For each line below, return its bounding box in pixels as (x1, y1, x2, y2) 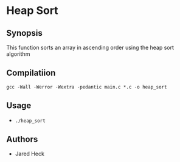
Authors (6, 134, 38, 144)
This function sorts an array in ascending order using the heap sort (6, 44, 175, 51)
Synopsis (6, 28, 43, 38)
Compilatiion (6, 68, 56, 78)
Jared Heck (15, 150, 44, 158)
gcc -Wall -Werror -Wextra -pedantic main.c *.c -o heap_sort (6, 84, 167, 90)
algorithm (6, 50, 30, 58)
